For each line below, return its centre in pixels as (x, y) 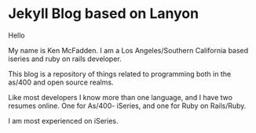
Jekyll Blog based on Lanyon (103, 14)
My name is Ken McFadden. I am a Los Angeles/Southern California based (128, 50)
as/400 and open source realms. (61, 82)
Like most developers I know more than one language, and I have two (121, 97)
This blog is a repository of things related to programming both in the (120, 74)
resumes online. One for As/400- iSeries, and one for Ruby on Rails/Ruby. (127, 106)
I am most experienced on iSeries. (63, 120)
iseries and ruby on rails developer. (65, 59)
